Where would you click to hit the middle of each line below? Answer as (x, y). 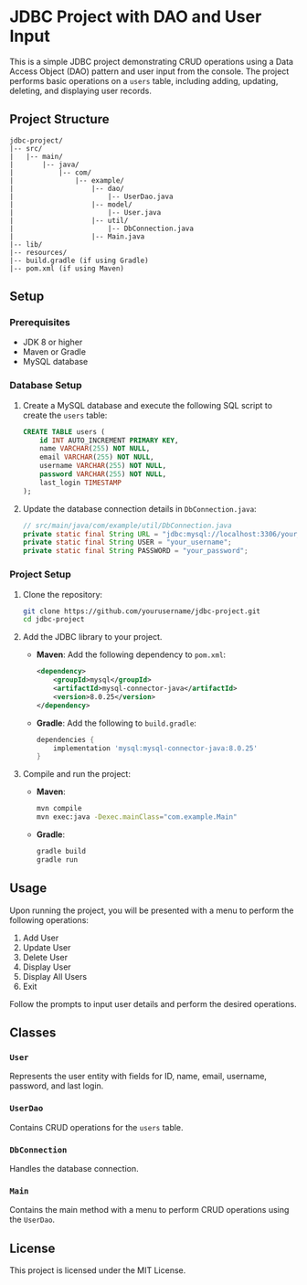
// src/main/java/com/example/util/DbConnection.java (127, 526)
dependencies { (65, 739)
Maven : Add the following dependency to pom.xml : (131, 654)
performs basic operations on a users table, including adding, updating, (144, 80)
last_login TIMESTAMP (80, 483)
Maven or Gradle (54, 352)
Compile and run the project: (76, 774)
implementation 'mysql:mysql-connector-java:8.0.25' (156, 748)
